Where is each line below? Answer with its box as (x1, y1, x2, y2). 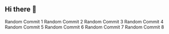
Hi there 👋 (5, 5, 37, 14)
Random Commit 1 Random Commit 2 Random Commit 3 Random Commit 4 (5, 18, 164, 24)
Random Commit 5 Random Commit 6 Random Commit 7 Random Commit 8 (5, 24, 164, 30)
